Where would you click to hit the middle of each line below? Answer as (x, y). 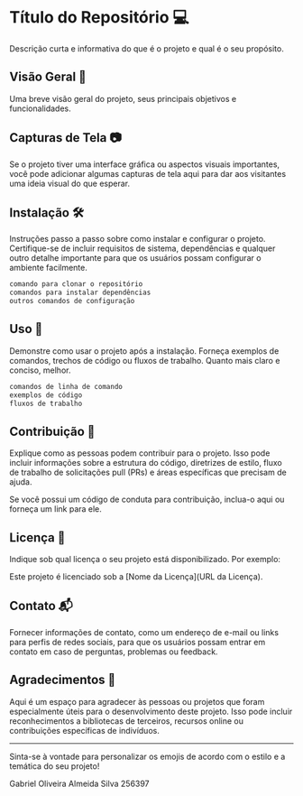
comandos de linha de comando (66, 386)
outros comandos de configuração (72, 301)
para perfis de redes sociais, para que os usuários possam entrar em (138, 642)
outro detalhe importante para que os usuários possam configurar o (135, 258)
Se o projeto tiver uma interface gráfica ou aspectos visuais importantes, (145, 164)
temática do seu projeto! (55, 766)
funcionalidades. (41, 108)
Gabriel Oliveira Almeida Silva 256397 (80, 783)
